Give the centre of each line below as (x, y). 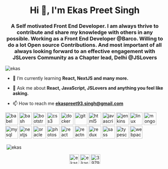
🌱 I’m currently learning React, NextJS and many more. (70, 78)
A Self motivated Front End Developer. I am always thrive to (85, 26)
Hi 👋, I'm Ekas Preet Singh (85, 10)
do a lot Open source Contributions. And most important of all (85, 45)
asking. (20, 93)
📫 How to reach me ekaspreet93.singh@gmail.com (68, 103)
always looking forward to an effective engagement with (85, 51)
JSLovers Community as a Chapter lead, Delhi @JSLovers (85, 58)
